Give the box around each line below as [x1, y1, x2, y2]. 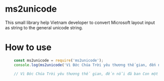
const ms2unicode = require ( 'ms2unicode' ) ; [14, 58, 104, 63]
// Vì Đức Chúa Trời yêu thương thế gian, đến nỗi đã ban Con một [14, 71, 159, 76]
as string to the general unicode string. [5, 24, 83, 30]
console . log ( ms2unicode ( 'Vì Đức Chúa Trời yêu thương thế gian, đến [14, 62, 156, 67]
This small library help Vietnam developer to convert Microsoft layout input [5, 20, 155, 25]
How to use [5, 42, 52, 53]
